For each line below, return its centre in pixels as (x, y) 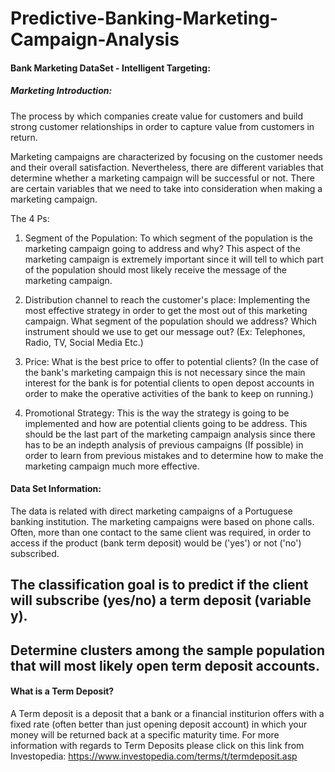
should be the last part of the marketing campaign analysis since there (170, 434)
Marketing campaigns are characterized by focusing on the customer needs (166, 156)
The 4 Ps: (30, 218)
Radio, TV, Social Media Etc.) (84, 342)
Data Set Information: (56, 489)
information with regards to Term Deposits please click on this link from (157, 745)
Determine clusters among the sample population (167, 650)
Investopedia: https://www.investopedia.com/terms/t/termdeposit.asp (154, 756)
